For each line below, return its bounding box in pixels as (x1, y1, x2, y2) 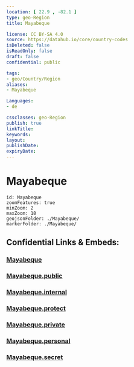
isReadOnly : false (6, 48, 53, 55)
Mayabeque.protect (6, 304, 66, 312)
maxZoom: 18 (6, 210, 36, 216)
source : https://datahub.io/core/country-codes (6, 37, 129, 43)
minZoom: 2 (6, 205, 34, 211)
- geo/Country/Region (6, 76, 61, 82)
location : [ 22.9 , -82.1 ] (6, 8, 77, 15)
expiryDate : (6, 148, 36, 154)
